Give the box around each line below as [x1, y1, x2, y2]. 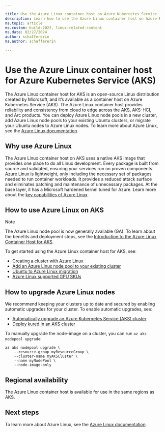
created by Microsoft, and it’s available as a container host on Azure [5, 96, 142, 102]
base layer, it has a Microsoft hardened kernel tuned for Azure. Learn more [5, 186, 156, 192]
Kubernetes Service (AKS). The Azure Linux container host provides [5, 101, 143, 107]
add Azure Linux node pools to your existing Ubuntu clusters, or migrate [5, 117, 151, 123]
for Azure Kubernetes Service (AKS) [5, 75, 156, 86]
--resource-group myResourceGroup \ [14, 350, 89, 355]
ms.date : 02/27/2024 [5, 30, 48, 35]
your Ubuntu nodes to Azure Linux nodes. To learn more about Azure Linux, [5, 123, 158, 128]
